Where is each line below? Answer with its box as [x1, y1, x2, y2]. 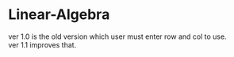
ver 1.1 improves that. [8, 40, 77, 49]
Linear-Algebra [8, 6, 110, 24]
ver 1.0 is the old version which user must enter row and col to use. [8, 32, 228, 41]
